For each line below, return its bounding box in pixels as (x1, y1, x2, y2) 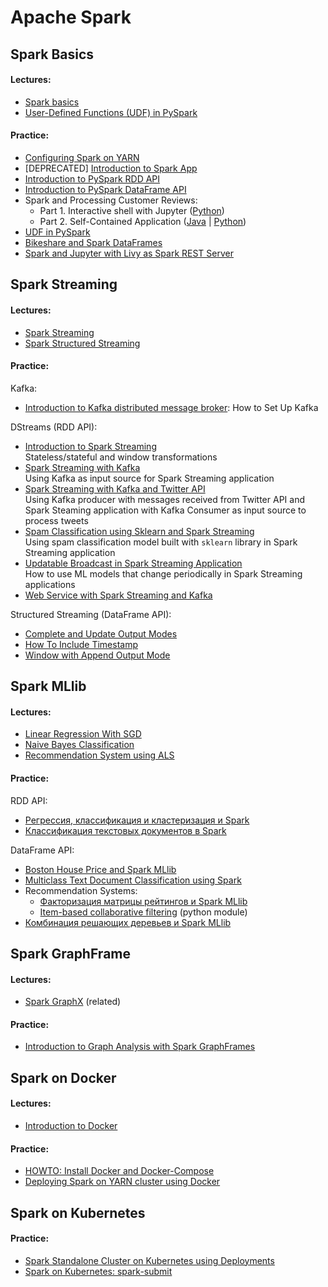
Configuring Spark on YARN (24, 151, 140, 163)
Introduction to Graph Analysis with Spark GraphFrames (24, 1041, 256, 1053)
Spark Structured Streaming (24, 337, 141, 349)
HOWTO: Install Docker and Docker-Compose (24, 1165, 215, 1177)
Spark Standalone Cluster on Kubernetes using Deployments (24, 1254, 275, 1266)
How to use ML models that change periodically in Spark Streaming (24, 567, 303, 580)
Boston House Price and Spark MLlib (24, 863, 177, 875)
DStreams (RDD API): (10, 421, 98, 433)
